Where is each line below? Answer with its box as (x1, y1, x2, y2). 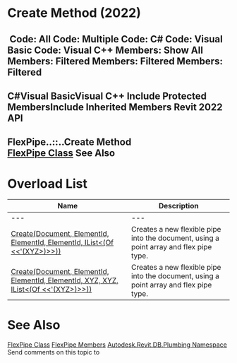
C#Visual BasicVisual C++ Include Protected (7, 90, 207, 102)
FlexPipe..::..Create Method (7, 136, 132, 148)
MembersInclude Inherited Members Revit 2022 (7, 101, 223, 113)
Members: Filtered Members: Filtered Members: (7, 55, 224, 67)
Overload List (7, 175, 88, 191)
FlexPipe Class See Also (7, 147, 115, 160)
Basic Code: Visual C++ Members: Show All (7, 44, 203, 56)
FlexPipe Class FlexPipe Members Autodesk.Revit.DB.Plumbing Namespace (7, 340, 227, 349)
